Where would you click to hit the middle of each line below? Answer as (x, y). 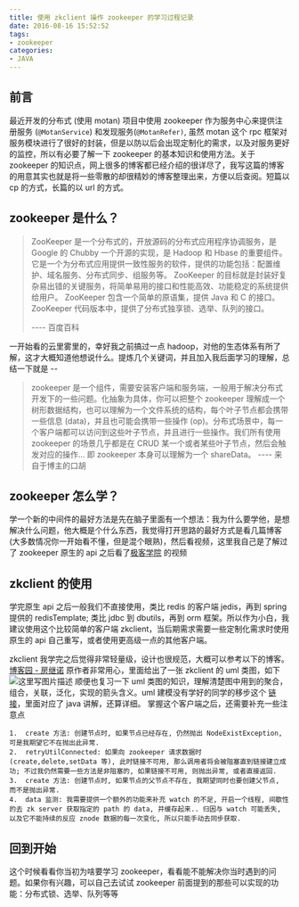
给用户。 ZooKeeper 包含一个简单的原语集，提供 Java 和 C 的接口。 (155, 297)
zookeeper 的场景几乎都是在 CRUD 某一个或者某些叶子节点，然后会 (154, 443)
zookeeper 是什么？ (65, 218)
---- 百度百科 (55, 327)
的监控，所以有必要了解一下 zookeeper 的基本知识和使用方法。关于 (132, 153)
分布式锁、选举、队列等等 (71, 894)
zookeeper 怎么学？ (65, 496)
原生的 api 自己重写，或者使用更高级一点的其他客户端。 (110, 640)
